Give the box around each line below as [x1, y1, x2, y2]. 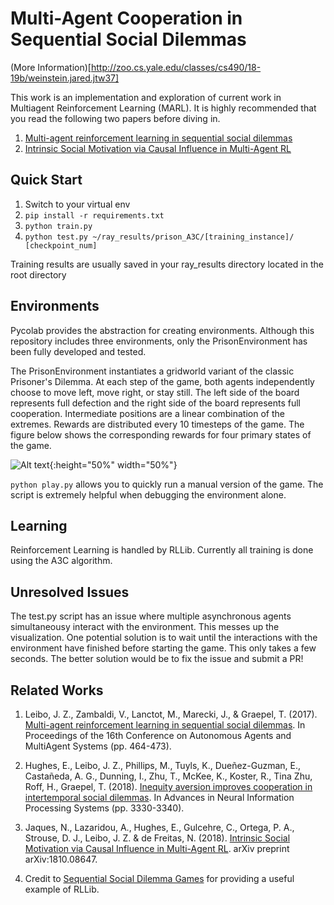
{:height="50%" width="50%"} [49, 458, 178, 471]
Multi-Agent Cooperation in [10, 7, 243, 30]
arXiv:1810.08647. [24, 853, 98, 865]
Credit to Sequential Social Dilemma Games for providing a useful [24, 873, 295, 884]
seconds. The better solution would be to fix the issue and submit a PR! [10, 653, 304, 665]
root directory [10, 268, 67, 281]
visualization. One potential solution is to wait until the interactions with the [10, 632, 318, 644]
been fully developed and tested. [10, 345, 147, 357]
